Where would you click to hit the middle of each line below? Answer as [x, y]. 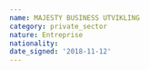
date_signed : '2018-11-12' [60, 52]
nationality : [34, 43]
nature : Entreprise [46, 35]
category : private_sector [58, 26]
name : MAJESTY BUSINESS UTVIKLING [75, 18]
